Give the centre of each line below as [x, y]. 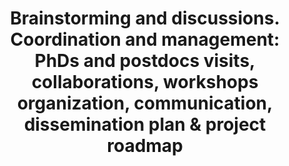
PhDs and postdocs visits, [145, 61]
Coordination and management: [145, 39]
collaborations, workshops [145, 82]
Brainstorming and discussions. [145, 18]
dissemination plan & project [145, 124]
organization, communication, [145, 103]
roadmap [145, 146]
